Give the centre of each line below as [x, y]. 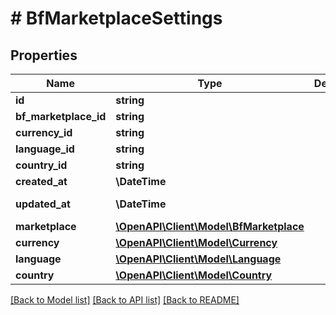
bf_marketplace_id [61, 116]
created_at [41, 181]
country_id [41, 165]
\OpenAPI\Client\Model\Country [194, 275]
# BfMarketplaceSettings [116, 18]
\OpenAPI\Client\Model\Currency [196, 242]
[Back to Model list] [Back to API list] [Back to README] [125, 300]
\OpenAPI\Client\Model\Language [198, 259]
